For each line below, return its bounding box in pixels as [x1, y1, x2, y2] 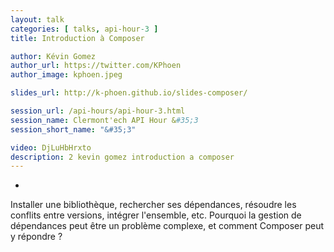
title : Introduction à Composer [10, 33, 145, 43]
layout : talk [10, 14, 65, 25]
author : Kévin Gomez [10, 51, 97, 61]
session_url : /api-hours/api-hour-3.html [10, 106, 186, 116]
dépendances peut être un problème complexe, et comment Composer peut [10, 220, 325, 232]
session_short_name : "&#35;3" [10, 124, 137, 135]
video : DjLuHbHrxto [10, 142, 92, 153]
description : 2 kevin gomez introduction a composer [10, 152, 235, 162]
